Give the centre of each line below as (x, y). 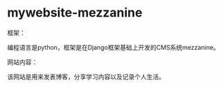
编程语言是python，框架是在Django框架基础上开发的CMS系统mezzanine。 (113, 47)
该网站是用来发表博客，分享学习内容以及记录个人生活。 (86, 77)
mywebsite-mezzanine (75, 13)
